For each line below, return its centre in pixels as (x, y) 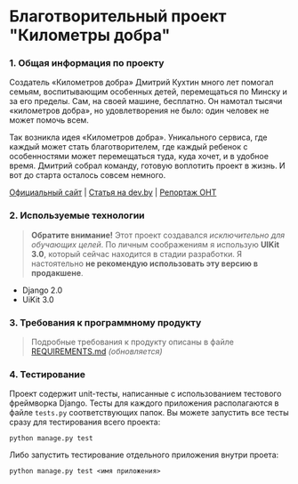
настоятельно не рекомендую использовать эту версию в (145, 263)
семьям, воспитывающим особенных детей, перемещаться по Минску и (148, 92)
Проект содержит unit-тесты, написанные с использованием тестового (145, 394)
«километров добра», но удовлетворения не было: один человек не (139, 111)
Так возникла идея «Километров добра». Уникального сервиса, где (138, 137)
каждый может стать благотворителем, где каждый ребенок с (129, 147)
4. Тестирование (48, 374)
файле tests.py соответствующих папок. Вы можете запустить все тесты (149, 413)
